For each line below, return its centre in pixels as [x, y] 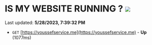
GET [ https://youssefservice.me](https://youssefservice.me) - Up [79, 32]
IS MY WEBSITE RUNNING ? [64, 9]
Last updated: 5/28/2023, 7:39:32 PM [45, 22]
